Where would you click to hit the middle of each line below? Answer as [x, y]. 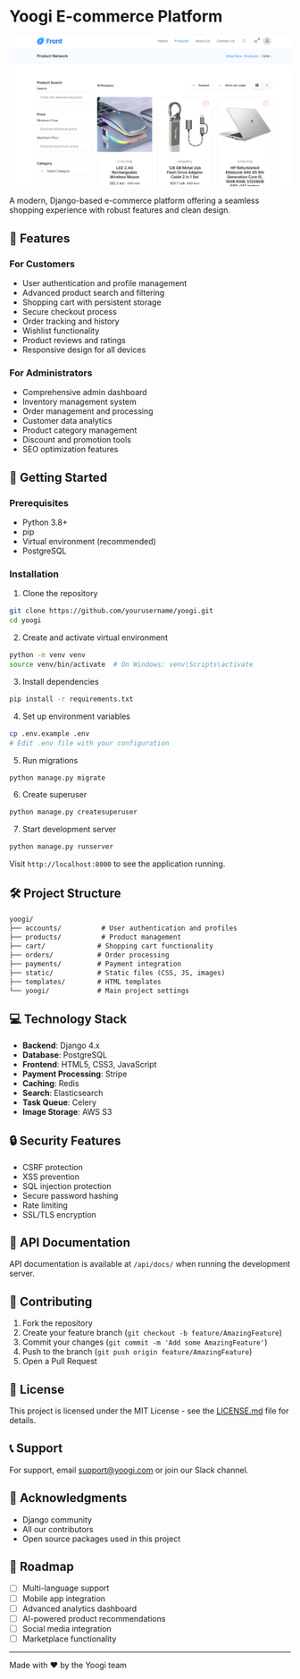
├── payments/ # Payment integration [95, 964]
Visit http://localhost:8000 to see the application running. [117, 864]
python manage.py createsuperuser [74, 812]
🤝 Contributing [51, 1301]
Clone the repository [60, 594]
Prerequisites [39, 502]
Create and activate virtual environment [95, 637]
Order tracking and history [71, 321]
